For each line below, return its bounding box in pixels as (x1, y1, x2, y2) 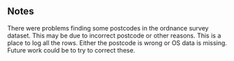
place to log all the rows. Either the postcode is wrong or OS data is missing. (7, 38, 228, 47)
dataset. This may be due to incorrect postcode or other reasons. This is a (7, 31, 221, 40)
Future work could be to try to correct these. (7, 46, 135, 54)
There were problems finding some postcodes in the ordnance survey (7, 24, 209, 32)
